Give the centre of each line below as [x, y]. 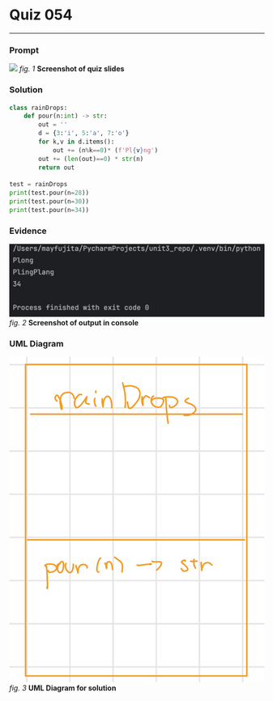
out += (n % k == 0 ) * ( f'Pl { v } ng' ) [105, 150]
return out [57, 168]
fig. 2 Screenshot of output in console [74, 322]
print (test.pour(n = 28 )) [49, 193]
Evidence [28, 231]
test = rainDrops [38, 185]
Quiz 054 [41, 15]
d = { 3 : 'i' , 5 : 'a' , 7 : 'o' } [84, 134]
